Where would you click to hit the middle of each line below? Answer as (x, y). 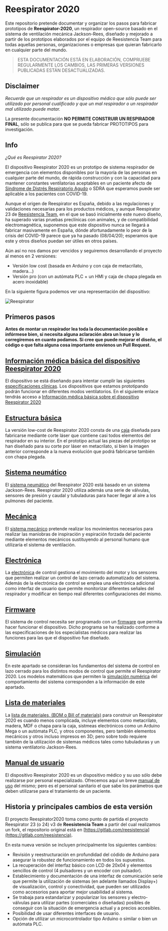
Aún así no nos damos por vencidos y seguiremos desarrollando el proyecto (83, 250)
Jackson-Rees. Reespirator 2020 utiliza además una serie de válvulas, (77, 490)
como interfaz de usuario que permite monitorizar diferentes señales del (79, 589)
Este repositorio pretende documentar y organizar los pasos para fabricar (81, 23)
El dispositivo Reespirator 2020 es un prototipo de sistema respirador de (80, 167)
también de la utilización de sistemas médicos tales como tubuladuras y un (82, 741)
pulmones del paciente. (29, 501)
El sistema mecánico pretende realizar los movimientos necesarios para (79, 528)
